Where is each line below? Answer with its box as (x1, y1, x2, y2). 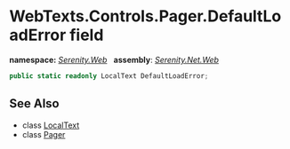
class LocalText (21, 120, 80, 130)
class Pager (21, 129, 66, 139)
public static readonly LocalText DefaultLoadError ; (9, 71, 209, 81)
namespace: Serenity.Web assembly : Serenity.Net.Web (9, 54, 220, 65)
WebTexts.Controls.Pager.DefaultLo (9, 6, 282, 27)
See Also (9, 96, 60, 112)
